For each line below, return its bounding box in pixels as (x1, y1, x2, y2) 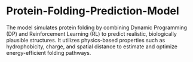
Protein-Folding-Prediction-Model (6, 4, 179, 18)
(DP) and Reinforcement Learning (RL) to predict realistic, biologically (6, 30, 177, 37)
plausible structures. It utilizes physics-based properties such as (6, 36, 166, 44)
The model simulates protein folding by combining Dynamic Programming (6, 24, 187, 31)
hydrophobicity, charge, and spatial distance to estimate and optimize (6, 43, 178, 50)
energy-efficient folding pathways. (6, 49, 91, 56)
